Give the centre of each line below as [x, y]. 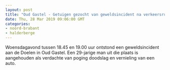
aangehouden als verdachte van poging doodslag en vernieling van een [80, 58]
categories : [18, 24]
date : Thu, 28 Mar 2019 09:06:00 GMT [45, 19]
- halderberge [20, 33]
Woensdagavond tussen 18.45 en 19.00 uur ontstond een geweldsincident [82, 47]
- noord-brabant [22, 28]
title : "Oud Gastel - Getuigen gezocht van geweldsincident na [73, 14]
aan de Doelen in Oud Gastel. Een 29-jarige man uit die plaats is [72, 52]
